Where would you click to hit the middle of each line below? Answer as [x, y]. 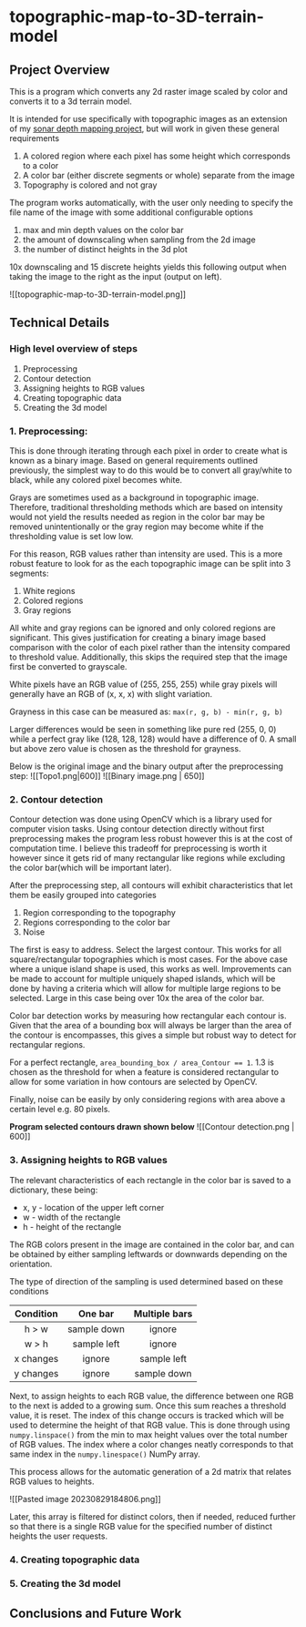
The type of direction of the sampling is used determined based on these [147, 1281]
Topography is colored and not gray [90, 185]
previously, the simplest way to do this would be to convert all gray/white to [151, 470]
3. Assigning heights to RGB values [89, 1161]
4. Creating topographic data [75, 1560]
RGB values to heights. [52, 1481]
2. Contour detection [56, 799]
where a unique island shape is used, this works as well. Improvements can [151, 969]
